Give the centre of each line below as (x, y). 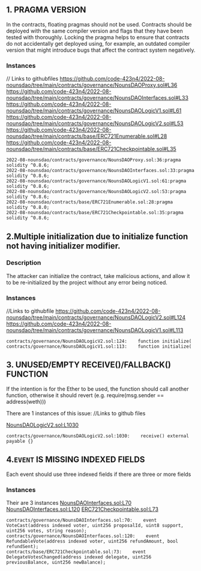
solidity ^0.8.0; (28, 208)
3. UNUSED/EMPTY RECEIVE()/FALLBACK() (88, 365)
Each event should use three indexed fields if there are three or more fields (99, 474)
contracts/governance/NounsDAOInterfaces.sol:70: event (82, 520)
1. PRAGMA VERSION (46, 10)
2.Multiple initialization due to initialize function (97, 236)
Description (24, 263)
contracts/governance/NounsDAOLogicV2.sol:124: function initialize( (99, 341)
